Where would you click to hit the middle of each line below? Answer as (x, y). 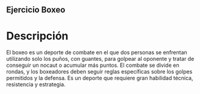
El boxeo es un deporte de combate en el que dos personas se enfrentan (97, 52)
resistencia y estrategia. (36, 84)
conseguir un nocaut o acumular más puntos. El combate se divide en (93, 65)
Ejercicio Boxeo (36, 10)
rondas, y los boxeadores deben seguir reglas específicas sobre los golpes (99, 72)
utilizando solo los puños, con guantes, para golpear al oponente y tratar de (100, 59)
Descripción (37, 36)
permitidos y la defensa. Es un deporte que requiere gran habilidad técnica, (100, 78)
